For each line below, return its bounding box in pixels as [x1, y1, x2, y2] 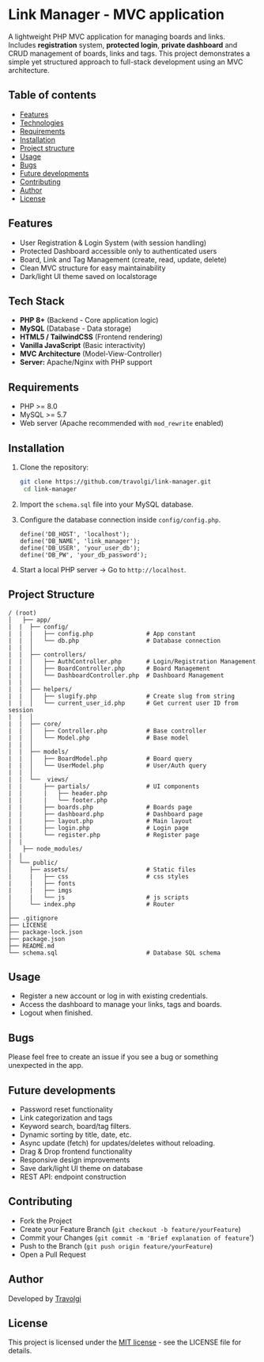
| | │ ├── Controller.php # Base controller [8, 727, 207, 735]
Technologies [19, 117, 65, 128]
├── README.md [8, 942, 55, 950]
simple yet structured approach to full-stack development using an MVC [8, 57, 243, 67]
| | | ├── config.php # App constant [8, 629, 196, 637]
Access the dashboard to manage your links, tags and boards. [19, 1000, 223, 1009]
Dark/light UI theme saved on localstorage [19, 271, 157, 281]
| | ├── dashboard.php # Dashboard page [8, 810, 203, 818]
